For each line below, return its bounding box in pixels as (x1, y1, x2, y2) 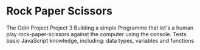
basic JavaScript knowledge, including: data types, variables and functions (6, 37, 195, 44)
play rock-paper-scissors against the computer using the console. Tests (6, 30, 187, 37)
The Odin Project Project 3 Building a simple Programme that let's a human (6, 24, 194, 31)
